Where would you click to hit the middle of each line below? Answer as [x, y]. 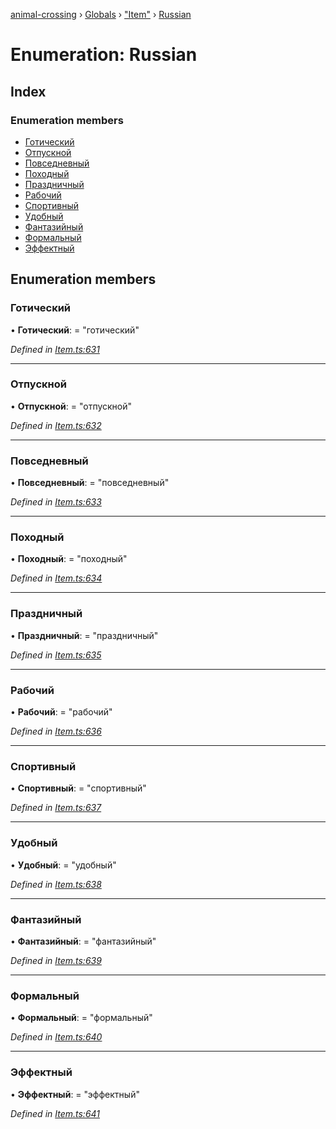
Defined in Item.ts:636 [56, 731]
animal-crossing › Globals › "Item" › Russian [101, 14]
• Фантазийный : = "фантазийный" [83, 941]
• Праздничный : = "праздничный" [84, 635]
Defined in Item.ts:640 [56, 1037]
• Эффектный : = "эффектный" [75, 1094]
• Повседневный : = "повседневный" [90, 483]
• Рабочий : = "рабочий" [61, 712]
